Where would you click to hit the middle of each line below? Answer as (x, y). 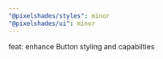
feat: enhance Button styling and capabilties (81, 46)
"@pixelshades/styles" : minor (59, 16)
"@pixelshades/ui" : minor (52, 23)
